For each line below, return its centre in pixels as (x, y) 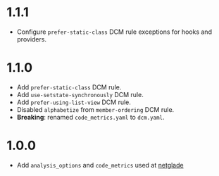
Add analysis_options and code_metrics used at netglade (100, 165)
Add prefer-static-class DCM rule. (69, 87)
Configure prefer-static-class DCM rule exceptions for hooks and (114, 32)
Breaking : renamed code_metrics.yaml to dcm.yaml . (90, 117)
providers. (32, 39)
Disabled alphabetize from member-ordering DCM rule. (95, 109)
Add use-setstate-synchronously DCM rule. (80, 94)
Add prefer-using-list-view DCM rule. (74, 102)
